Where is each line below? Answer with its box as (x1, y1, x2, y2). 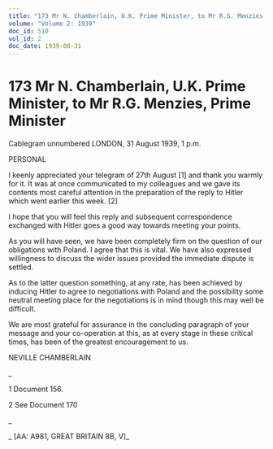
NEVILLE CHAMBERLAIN (8, 353, 91, 363)
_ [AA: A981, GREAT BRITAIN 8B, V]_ (8, 432, 130, 442)
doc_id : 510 (8, 27, 49, 35)
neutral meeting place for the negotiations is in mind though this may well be (8, 295, 264, 305)
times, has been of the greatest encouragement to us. (8, 337, 188, 347)
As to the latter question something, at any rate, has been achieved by (8, 278, 243, 288)
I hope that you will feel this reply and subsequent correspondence (8, 212, 233, 222)
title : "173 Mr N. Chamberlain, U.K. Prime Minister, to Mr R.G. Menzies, (8, 11, 267, 20)
